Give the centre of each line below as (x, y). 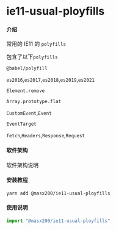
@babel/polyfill (27, 68)
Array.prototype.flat (34, 102)
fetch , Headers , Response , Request (46, 135)
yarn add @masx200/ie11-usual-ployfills (59, 193)
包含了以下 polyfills (32, 57)
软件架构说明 (22, 165)
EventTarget (21, 124)
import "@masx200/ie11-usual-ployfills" (59, 221)
